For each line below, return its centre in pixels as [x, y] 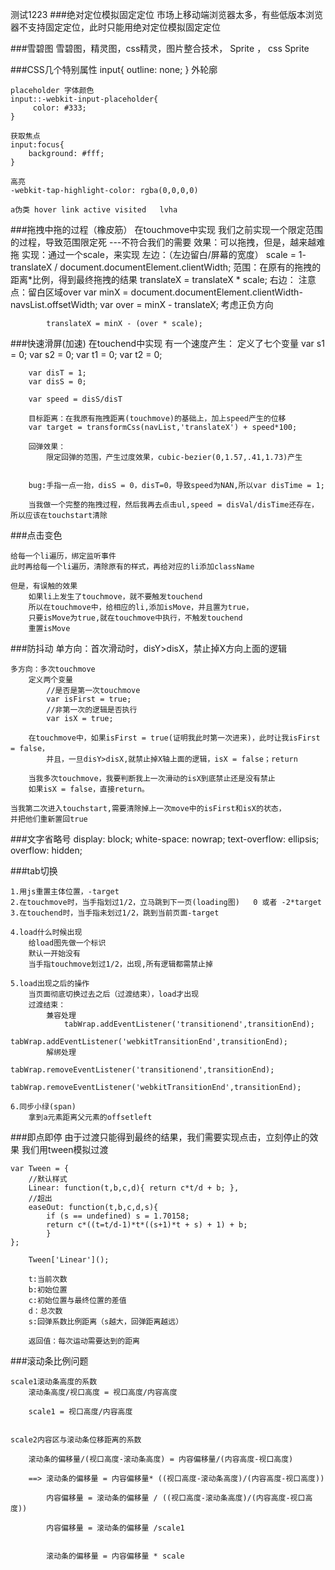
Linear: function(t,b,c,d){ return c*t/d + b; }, [134, 1188]
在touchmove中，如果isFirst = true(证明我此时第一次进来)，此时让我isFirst [174, 738]
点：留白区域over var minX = [69, 292]
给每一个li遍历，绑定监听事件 [63, 556]
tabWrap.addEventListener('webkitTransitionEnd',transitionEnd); [149, 1042]
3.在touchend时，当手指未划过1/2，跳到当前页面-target [115, 913]
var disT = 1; [57, 373]
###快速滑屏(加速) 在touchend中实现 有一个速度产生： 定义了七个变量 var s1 [167, 343]
